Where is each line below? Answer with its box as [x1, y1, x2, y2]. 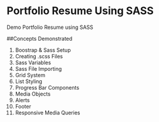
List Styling [15, 78, 43, 85]
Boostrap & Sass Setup [15, 46, 71, 54]
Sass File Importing [15, 65, 62, 72]
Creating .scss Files [15, 52, 63, 60]
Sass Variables [15, 59, 52, 66]
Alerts [15, 96, 30, 104]
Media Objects [15, 90, 51, 97]
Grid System [15, 71, 46, 78]
